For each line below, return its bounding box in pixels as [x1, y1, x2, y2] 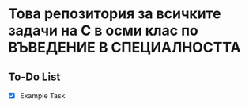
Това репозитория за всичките [8, 5, 221, 23]
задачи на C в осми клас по [8, 21, 199, 40]
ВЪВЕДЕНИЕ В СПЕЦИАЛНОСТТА [8, 39, 241, 56]
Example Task [19, 91, 66, 100]
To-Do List [8, 70, 61, 83]
